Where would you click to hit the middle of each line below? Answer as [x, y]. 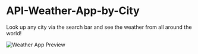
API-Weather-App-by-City [73, 11]
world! [14, 33]
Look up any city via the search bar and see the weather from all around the [99, 27]
